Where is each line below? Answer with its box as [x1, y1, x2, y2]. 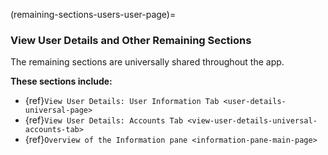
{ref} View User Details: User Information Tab [24, 95, 220, 107]
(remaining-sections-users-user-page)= [10, 9, 177, 20]
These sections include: [10, 75, 113, 88]
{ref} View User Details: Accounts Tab [24, 114, 184, 126]
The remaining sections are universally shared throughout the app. [10, 56, 285, 68]
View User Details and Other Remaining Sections [10, 33, 252, 47]
